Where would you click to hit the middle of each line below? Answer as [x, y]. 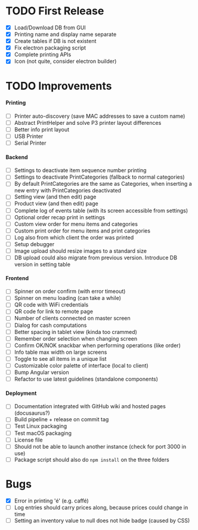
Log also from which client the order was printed [74, 237]
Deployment [21, 393]
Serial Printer [30, 143]
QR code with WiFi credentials [51, 305]
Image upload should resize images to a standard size [81, 251]
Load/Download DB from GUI [50, 27]
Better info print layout [42, 129]
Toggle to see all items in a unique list [60, 359]
